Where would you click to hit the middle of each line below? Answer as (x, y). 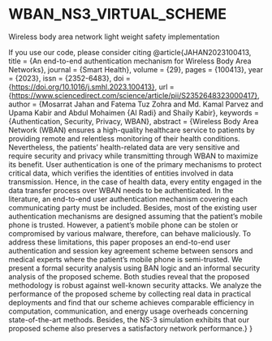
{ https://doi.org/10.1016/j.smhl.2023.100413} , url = (91, 87)
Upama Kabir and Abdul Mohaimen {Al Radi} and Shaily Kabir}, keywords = (134, 112)
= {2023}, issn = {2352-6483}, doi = (70, 78)
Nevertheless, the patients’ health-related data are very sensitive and (124, 147)
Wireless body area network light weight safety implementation (114, 37)
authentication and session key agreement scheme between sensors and (131, 250)
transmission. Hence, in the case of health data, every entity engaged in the (135, 181)
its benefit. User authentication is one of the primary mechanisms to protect (135, 164)
